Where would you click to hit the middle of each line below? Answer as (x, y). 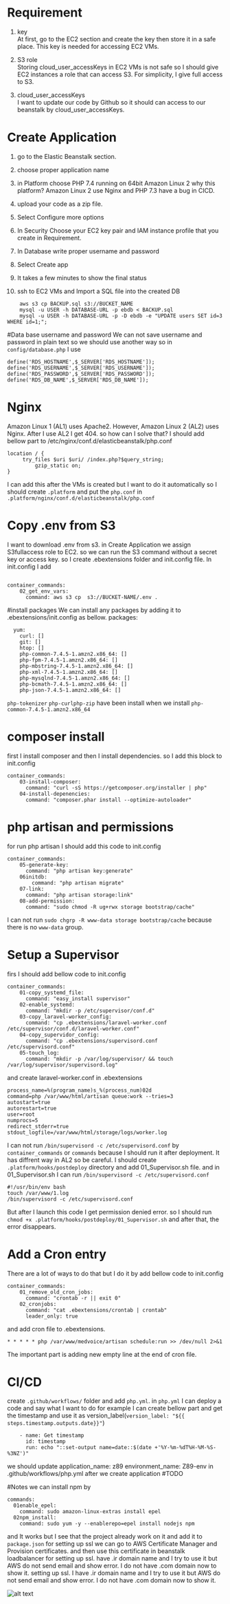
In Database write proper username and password (88, 251)
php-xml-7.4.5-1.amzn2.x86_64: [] (69, 672)
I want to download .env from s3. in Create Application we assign (99, 545)
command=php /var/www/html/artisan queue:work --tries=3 (90, 1096)
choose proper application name (63, 169)
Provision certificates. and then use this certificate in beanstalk (96, 1551)
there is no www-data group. (45, 927)
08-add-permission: (47, 901)
